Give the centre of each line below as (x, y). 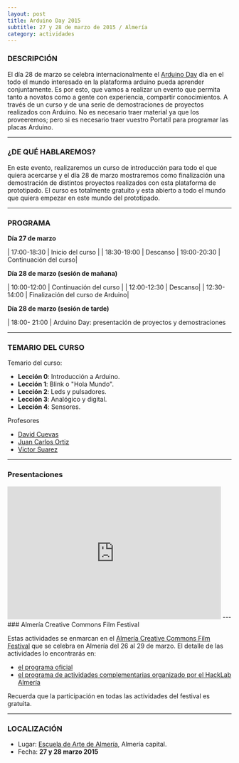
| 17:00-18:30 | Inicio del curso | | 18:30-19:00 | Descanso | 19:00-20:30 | (114, 252)
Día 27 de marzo (32, 238)
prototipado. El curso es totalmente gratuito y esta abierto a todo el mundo (117, 190)
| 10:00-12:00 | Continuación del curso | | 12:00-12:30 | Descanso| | (106, 287)
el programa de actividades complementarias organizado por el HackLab (124, 674)
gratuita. (20, 703)
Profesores (23, 421)
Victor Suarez (38, 449)
